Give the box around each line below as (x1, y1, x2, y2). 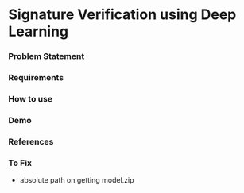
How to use (8, 93, 53, 104)
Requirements (8, 72, 64, 83)
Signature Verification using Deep (8, 6, 237, 24)
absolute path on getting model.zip (19, 176, 134, 185)
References (8, 136, 54, 147)
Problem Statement (8, 51, 85, 62)
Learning (8, 22, 69, 41)
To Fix (8, 157, 33, 168)
